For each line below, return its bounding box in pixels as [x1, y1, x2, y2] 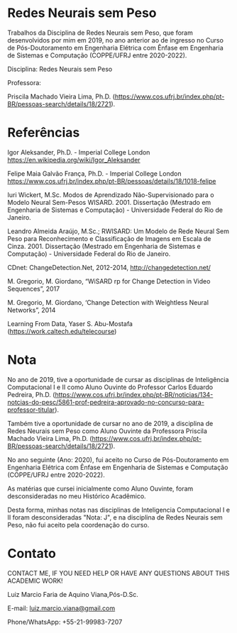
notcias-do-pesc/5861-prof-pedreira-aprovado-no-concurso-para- [7, 398, 204, 406]
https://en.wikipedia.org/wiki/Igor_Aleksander [7, 155, 140, 164]
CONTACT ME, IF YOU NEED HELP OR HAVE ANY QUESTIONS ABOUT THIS [7, 568, 230, 577]
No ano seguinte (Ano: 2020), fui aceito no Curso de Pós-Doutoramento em [7, 455, 229, 464]
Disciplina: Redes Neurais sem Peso [7, 65, 113, 73]
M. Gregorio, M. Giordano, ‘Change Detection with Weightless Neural [7, 298, 209, 306]
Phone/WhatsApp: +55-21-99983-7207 [7, 617, 123, 626]
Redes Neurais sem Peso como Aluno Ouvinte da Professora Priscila [7, 427, 208, 435]
